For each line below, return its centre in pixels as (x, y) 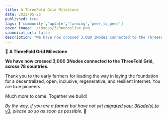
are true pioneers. (23, 86)
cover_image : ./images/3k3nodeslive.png (48, 28)
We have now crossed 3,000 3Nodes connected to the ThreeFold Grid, (80, 61)
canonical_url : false (28, 33)
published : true (22, 19)
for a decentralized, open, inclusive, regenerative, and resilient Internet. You (83, 81)
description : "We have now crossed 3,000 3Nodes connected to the (75, 38)
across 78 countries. (27, 66)
